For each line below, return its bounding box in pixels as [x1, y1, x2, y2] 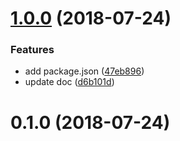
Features [10, 43, 55, 57]
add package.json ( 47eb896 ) [24, 65, 145, 77]
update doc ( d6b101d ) [24, 76, 115, 88]
